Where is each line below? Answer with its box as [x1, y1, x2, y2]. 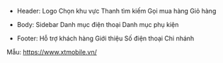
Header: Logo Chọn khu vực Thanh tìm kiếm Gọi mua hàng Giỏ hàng [16, 7, 217, 15]
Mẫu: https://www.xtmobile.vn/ [6, 48, 97, 56]
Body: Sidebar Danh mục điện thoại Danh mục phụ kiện [16, 21, 179, 28]
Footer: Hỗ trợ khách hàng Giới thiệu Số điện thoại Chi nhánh [16, 34, 195, 42]
